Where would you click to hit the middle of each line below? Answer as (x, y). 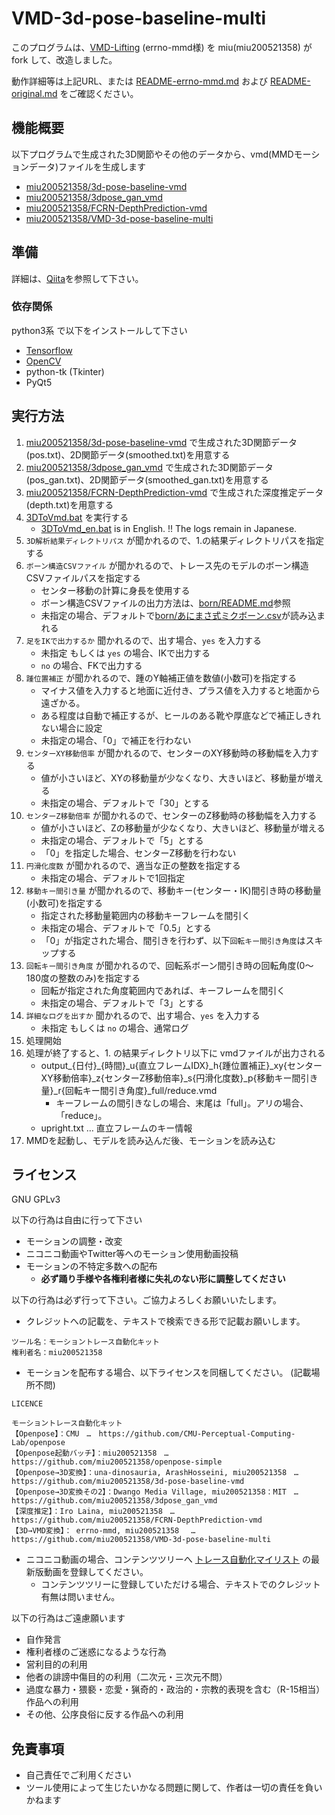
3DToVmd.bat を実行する (77, 517)
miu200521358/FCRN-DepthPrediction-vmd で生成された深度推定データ (174, 492)
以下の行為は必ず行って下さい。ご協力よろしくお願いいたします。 (146, 1300)
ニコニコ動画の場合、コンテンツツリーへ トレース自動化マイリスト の (168, 1559)
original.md (34, 93)
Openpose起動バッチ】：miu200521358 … (93, 1453)
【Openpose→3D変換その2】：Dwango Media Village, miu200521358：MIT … (155, 1492)
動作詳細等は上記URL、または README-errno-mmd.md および (140, 81)
